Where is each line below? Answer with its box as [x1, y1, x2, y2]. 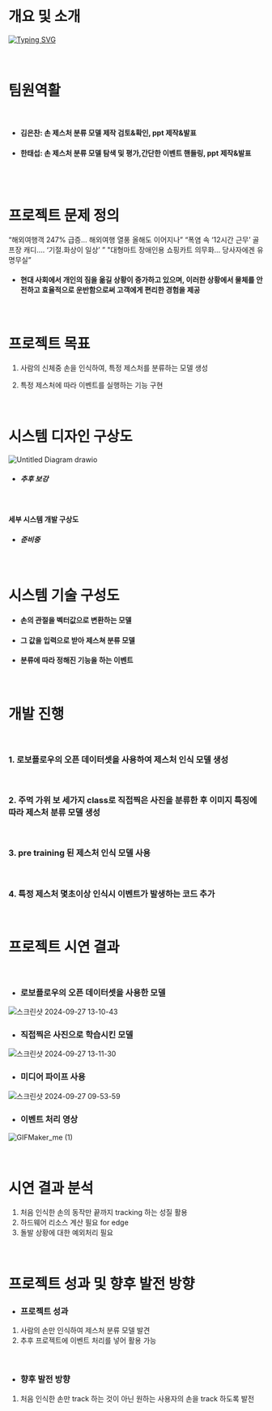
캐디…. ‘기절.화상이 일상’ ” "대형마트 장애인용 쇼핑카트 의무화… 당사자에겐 [23, 245, 255, 254]
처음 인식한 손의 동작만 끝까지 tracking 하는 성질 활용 [19, 1207, 188, 1216]
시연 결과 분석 [8, 1179, 94, 1198]
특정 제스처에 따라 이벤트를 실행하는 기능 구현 [19, 380, 164, 390]
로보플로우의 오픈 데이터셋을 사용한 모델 [19, 986, 166, 998]
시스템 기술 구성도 [8, 587, 120, 605]
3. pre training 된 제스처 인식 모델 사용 [8, 848, 151, 859]
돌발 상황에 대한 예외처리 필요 [19, 1227, 113, 1237]
